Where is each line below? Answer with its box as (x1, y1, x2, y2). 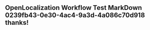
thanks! (5, 19, 29, 27)
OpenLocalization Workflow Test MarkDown (5, 4, 142, 12)
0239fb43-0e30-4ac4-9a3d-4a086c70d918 (5, 11, 145, 20)
